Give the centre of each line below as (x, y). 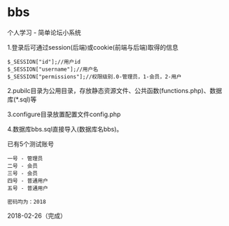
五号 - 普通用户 (28, 188)
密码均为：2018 (27, 202)
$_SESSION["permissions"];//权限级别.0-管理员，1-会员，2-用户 (95, 77)
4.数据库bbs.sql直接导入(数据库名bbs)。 (65, 129)
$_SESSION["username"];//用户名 (53, 69)
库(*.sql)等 (22, 99)
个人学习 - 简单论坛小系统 (44, 32)
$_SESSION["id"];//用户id (44, 62)
